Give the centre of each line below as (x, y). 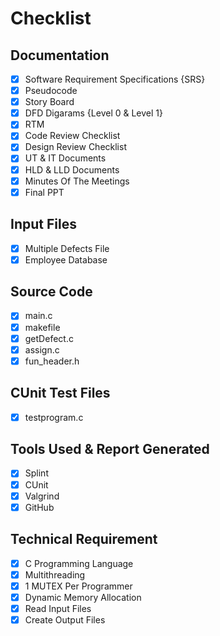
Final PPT (44, 192)
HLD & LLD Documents (72, 169)
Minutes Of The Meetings (77, 181)
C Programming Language (79, 563)
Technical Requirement (84, 539)
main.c (38, 316)
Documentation (60, 55)
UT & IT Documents (65, 158)
